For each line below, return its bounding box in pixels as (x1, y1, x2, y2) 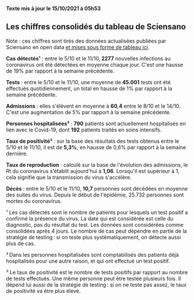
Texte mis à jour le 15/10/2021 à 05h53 (6, 5, 101, 12)
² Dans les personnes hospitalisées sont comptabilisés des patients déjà (6, 251, 179, 258)
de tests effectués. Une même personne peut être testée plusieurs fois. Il (6, 275, 181, 282)
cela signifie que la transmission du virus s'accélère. (6, 174, 132, 181)
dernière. (6, 150, 28, 157)
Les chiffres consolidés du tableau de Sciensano (6, 22, 186, 32)
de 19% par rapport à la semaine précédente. (6, 67, 115, 74)
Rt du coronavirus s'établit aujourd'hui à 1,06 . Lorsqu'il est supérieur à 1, (6, 167, 179, 174)
